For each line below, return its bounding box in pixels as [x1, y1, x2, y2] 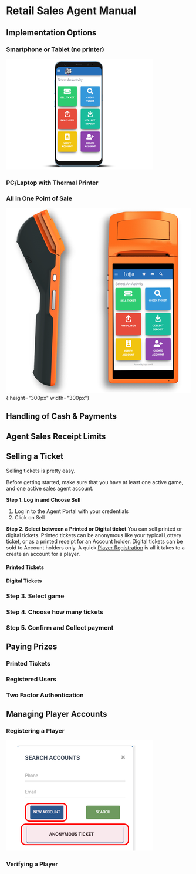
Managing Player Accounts [6, 709, 107, 719]
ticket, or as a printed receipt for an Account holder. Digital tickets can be [6, 538, 183, 545]
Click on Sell [14, 514, 45, 521]
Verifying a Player [6, 860, 58, 868]
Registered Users [6, 675, 57, 683]
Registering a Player [6, 727, 65, 735]
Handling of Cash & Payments [6, 411, 117, 422]
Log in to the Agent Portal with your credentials [14, 508, 129, 515]
